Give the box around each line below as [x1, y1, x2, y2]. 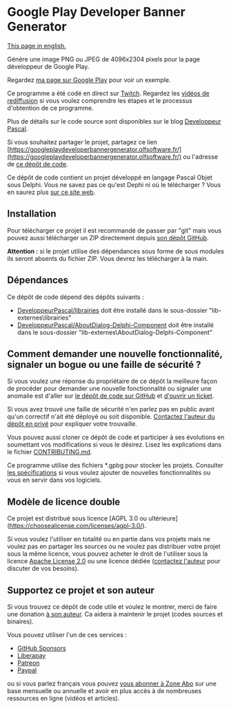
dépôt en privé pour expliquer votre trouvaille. [7, 420, 138, 428]
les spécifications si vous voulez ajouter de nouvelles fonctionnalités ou [7, 469, 211, 477]
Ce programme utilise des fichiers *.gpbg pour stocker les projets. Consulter [7, 461, 224, 469]
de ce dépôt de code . [7, 159, 68, 168]
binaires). [7, 617, 34, 625]
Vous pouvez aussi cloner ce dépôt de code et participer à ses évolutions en [7, 433, 225, 442]
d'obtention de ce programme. [7, 104, 94, 112]
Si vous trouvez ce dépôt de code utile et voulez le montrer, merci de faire [7, 603, 217, 611]
